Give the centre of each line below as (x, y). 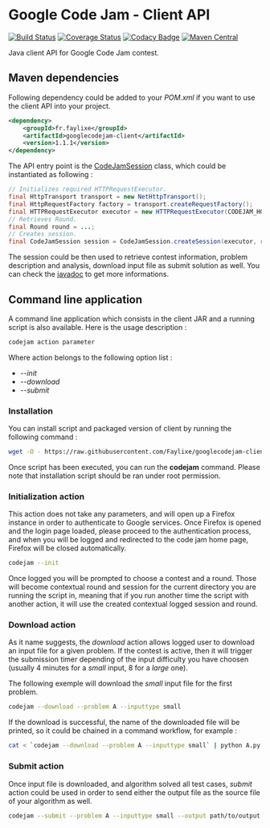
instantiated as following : (51, 175)
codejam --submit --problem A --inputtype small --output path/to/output (135, 816)
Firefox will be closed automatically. (67, 548)
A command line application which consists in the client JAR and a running (132, 319)
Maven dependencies (63, 78)
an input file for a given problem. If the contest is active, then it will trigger (131, 651)
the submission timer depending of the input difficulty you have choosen (129, 659)
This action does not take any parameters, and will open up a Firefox (122, 514)
